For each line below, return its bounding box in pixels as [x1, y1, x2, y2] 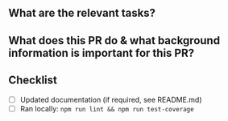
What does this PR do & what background [8, 34, 220, 47]
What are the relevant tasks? [8, 6, 155, 20]
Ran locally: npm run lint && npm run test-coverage [19, 103, 195, 113]
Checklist [8, 74, 58, 87]
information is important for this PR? [8, 46, 195, 59]
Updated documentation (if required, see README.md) [19, 95, 203, 104]
